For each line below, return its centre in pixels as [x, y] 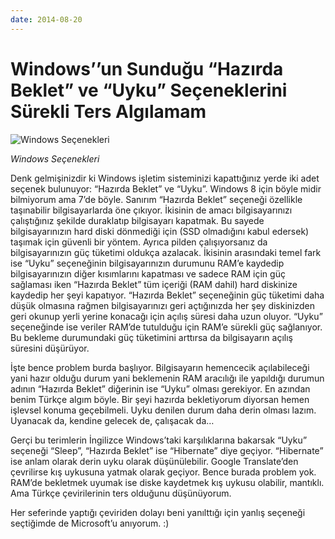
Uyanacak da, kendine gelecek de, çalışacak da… [112, 420]
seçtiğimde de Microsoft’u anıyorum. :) [90, 523]
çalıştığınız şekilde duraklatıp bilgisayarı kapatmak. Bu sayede [137, 220]
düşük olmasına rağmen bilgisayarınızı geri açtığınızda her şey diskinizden [163, 305]
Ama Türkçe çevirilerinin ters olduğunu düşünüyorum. [121, 493]
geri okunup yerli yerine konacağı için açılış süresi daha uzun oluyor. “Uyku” [166, 316]
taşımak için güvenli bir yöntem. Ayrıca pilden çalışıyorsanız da [139, 242]
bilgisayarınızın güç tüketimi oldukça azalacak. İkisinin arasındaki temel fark [166, 252]
